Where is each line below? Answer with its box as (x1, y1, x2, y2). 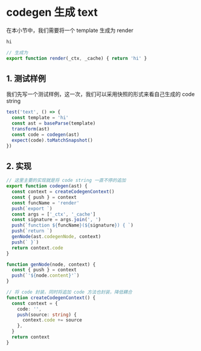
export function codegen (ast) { (6, 183, 88, 189)
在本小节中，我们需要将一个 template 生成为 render (6, 27, 134, 34)
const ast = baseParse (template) (11, 120, 96, 127)
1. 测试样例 (6, 73, 46, 83)
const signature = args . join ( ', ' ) (11, 217, 101, 223)
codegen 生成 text (6, 5, 98, 19)
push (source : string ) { (17, 312, 77, 318)
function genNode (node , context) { (6, 261, 96, 268)
